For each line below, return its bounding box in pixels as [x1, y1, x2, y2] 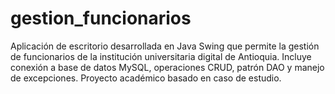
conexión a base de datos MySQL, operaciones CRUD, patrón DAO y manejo [10, 61, 325, 73]
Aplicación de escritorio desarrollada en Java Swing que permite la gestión [10, 40, 320, 52]
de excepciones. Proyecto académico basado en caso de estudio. [10, 72, 282, 84]
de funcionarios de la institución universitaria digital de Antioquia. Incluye [10, 50, 312, 62]
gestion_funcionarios [10, 7, 192, 30]
